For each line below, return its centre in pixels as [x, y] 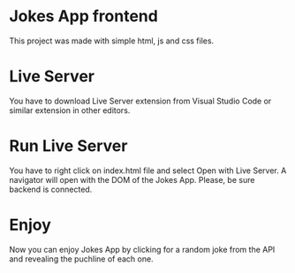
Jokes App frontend [84, 16]
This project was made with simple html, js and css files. [112, 41]
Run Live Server [68, 146]
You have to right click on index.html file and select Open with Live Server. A [148, 171]
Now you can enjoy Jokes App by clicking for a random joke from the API [142, 249]
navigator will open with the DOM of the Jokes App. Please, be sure [132, 179]
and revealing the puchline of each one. [81, 259]
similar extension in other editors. [70, 110]
